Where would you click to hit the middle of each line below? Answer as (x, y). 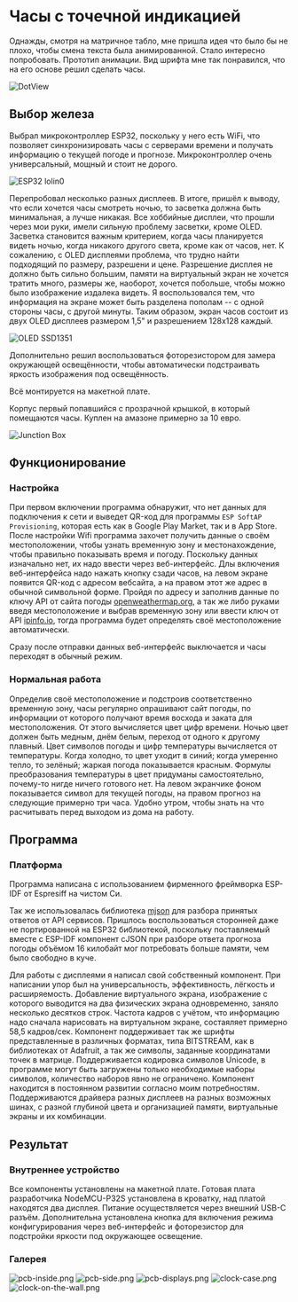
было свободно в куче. (53, 958)
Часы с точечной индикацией (125, 16)
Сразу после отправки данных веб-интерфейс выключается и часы (137, 647)
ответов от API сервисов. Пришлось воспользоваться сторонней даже (144, 921)
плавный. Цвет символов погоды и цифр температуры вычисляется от (143, 746)
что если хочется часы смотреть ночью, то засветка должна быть (135, 208)
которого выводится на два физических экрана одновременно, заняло (144, 1003)
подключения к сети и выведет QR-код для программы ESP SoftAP (136, 517)
